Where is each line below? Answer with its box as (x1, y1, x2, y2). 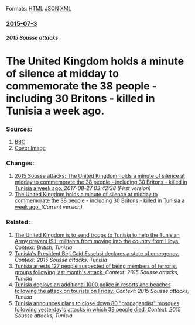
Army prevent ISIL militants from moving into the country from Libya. (14, 237, 180, 244)
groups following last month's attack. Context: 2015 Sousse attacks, (14, 268, 179, 275)
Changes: (6, 159, 35, 167)
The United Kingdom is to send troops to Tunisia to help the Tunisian (14, 231, 180, 238)
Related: (6, 218, 30, 226)
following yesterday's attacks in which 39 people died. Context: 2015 (14, 306, 181, 313)
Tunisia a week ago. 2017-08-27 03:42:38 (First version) (14, 185, 151, 192)
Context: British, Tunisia (14, 244, 73, 251)
